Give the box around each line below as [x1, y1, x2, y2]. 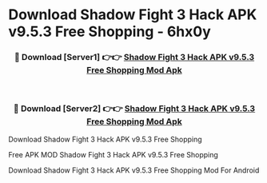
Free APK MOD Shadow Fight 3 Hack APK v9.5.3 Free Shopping [8, 149, 218, 159]
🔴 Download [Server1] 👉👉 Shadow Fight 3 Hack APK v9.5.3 [14, 52, 255, 63]
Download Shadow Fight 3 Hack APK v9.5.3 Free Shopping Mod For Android [8, 165, 260, 175]
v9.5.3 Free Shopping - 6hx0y [8, 22, 212, 41]
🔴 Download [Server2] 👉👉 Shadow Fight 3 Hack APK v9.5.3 [13, 103, 256, 114]
